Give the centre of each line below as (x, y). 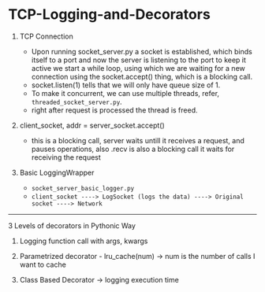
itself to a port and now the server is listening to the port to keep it (139, 60)
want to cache (43, 264)
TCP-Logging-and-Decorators (109, 15)
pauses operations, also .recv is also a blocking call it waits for (133, 149)
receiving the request (66, 157)
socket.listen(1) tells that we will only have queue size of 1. (126, 85)
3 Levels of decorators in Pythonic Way (72, 225)
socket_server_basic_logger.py (83, 188)
